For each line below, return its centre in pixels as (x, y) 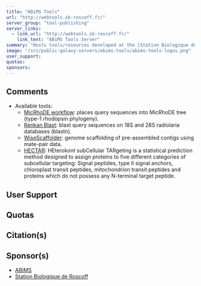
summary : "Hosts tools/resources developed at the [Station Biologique (97, 45)
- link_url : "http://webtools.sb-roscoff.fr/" (71, 34)
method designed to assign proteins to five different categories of (105, 157)
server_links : (24, 28)
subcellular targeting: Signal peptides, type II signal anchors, (98, 163)
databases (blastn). (48, 132)
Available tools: (33, 106)
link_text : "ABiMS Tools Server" (59, 39)
